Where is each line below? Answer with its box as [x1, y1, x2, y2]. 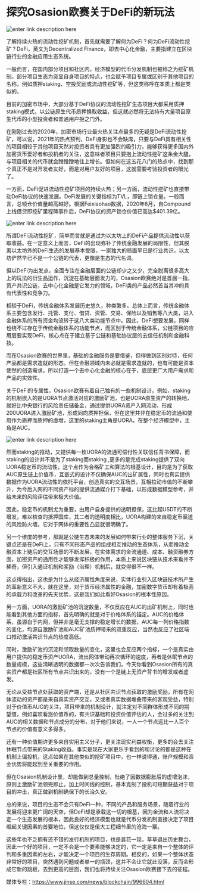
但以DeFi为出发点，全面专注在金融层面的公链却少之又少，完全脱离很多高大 [6, 266, 189, 274]
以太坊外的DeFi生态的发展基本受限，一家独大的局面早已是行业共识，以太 [11, 247, 189, 254]
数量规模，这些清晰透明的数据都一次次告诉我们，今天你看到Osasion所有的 [6, 660, 188, 668]
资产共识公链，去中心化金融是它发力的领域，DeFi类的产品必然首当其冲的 [6, 281, 185, 289]
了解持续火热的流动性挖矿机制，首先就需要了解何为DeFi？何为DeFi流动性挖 [6, 38, 190, 45]
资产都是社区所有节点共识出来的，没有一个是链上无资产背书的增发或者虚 [11, 668, 189, 675]
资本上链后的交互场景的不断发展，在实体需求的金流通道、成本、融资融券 [11, 548, 189, 555]
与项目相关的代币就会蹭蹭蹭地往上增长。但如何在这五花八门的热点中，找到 [6, 157, 189, 164]
